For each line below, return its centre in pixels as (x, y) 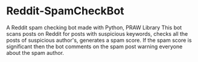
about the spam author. (35, 52)
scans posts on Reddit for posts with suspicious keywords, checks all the (97, 33)
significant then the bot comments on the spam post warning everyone (94, 46)
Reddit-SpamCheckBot (65, 11)
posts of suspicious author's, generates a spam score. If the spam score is (99, 40)
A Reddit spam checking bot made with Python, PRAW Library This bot (94, 27)
